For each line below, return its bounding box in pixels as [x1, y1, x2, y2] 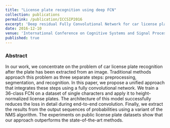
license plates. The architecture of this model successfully [29, 96, 151, 102]
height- [136, 90, 151, 96]
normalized [5, 96, 29, 102]
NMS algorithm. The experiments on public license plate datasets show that [5, 112, 163, 118]
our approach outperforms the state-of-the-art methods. [5, 117, 123, 123]
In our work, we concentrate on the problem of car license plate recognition [5, 63, 163, 70]
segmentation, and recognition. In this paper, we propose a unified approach [5, 80, 165, 86]
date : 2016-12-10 [5, 26, 42, 31]
